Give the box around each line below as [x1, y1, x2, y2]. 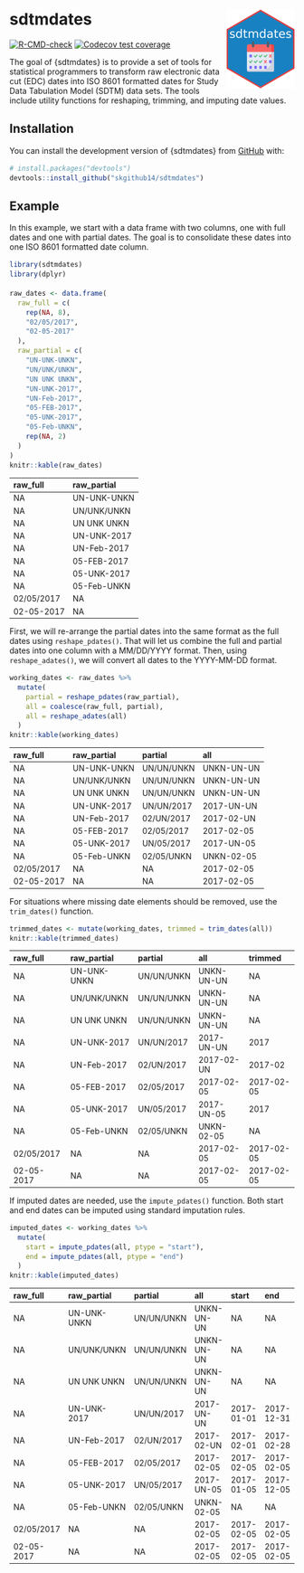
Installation [9, 121, 74, 137]
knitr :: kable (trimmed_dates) [9, 933, 119, 943]
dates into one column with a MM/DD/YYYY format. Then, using [9, 645, 247, 656]
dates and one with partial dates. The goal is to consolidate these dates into [9, 232, 291, 243]
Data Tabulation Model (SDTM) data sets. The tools [9, 85, 201, 96]
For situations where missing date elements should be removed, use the [9, 895, 278, 906]
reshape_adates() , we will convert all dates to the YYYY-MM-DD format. [9, 655, 278, 666]
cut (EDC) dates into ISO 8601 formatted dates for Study [9, 75, 219, 86]
